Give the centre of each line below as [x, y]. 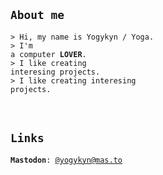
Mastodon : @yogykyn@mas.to [66, 160]
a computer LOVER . [48, 54]
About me [37, 15]
